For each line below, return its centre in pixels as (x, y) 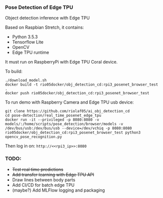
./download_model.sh (26, 80)
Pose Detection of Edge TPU (39, 7)
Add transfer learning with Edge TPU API (53, 175)
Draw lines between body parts (44, 179)
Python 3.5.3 (25, 37)
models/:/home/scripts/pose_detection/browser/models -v (64, 124)
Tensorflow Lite (28, 42)
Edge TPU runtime (31, 52)
